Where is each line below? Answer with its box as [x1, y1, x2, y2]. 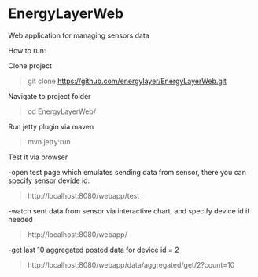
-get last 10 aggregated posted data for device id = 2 [8, 245, 179, 254]
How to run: [8, 46, 46, 55]
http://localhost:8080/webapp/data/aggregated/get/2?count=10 [27, 260, 235, 269]
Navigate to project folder [8, 91, 91, 100]
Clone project [8, 60, 53, 71]
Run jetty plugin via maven [8, 122, 94, 131]
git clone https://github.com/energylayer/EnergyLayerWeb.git [27, 76, 227, 86]
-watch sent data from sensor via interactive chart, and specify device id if [8, 206, 250, 216]
